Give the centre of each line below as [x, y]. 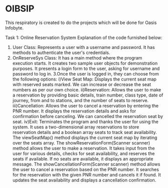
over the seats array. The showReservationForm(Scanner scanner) [81, 142]
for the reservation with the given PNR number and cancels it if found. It [87, 174]
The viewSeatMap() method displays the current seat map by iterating [85, 137]
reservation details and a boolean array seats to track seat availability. [85, 132]
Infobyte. [15, 27]
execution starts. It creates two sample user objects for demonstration [85, 63]
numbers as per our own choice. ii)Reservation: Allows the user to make [87, 89]
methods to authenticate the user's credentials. [61, 52]
